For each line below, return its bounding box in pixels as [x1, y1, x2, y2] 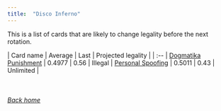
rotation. [7, 37, 32, 46]
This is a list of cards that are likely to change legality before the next [7, 30, 209, 38]
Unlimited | [7, 66, 39, 74]
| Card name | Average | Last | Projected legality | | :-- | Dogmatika [7, 51, 201, 59]
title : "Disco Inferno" [7, 10, 81, 18]
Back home [7, 96, 41, 105]
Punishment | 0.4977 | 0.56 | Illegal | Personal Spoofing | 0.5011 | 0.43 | [7, 58, 215, 67]
